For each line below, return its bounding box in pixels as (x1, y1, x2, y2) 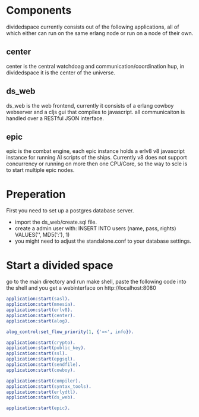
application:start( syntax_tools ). (6, 383, 92, 390)
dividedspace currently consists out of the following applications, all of (6, 23, 179, 30)
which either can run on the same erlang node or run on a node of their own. (6, 29, 194, 36)
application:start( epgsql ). (6, 356, 76, 362)
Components (6, 4, 72, 17)
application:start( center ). (6, 312, 76, 318)
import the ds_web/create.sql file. (14, 218, 97, 226)
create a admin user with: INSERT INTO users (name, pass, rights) (14, 225, 176, 232)
